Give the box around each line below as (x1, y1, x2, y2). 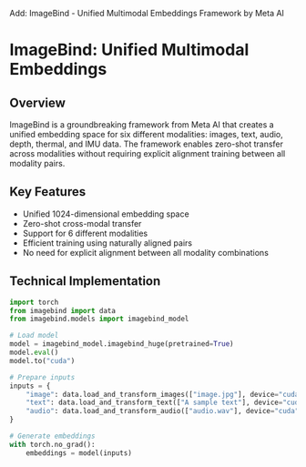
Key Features (9, 184, 87, 199)
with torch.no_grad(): (9, 440, 96, 449)
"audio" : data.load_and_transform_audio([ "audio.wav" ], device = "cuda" (25, 407, 300, 416)
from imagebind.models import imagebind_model (9, 314, 189, 324)
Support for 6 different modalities (22, 228, 148, 239)
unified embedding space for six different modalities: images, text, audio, (9, 129, 284, 139)
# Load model (9, 331, 59, 340)
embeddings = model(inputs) (25, 448, 132, 458)
